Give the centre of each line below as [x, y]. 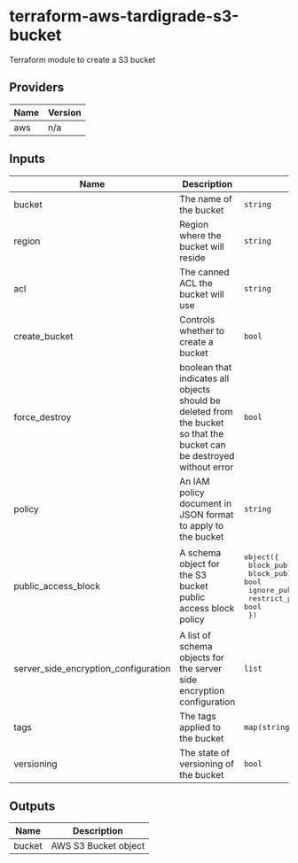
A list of [195, 635]
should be [200, 400]
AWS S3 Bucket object [98, 846]
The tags [197, 716]
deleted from [206, 411]
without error [206, 467]
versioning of [207, 764]
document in [205, 503]
